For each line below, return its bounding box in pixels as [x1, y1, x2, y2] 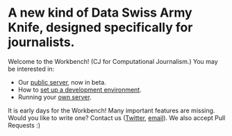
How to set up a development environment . [17, 85, 142, 94]
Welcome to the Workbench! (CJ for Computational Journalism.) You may [8, 57, 218, 65]
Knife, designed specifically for [8, 19, 193, 35]
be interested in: [8, 65, 55, 73]
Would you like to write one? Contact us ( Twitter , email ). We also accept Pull [8, 113, 226, 122]
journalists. [8, 35, 75, 50]
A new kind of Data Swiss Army [8, 5, 193, 21]
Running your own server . [17, 92, 92, 101]
